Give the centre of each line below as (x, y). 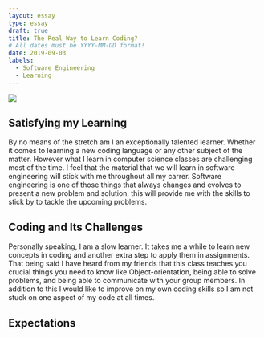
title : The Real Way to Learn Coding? (73, 38)
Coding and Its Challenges (75, 227)
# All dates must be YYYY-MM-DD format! (77, 46)
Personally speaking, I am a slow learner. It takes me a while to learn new (129, 246)
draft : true (28, 30)
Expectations (42, 323)
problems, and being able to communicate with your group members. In (127, 281)
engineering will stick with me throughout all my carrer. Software (115, 177)
